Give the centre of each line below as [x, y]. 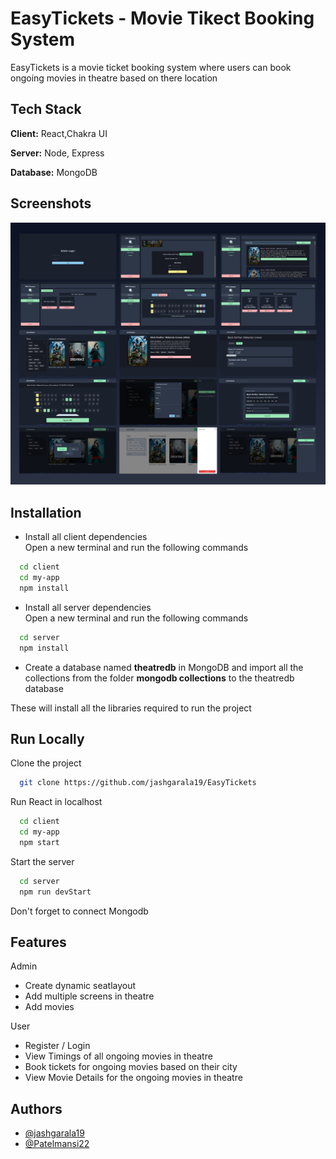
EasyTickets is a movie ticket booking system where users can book [151, 67]
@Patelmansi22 [57, 1144]
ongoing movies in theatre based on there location [114, 78]
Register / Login [57, 1046]
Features [38, 942]
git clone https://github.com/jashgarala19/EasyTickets [138, 783]
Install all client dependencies [86, 537]
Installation [46, 512]
